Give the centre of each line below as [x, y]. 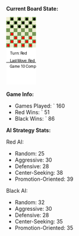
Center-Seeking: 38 [39, 173]
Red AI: [15, 142]
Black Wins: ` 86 [35, 119]
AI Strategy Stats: [29, 130]
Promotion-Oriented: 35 [44, 228]
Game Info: [20, 94]
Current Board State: [32, 9]
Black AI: [17, 191]
